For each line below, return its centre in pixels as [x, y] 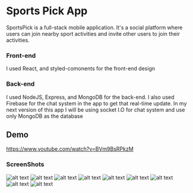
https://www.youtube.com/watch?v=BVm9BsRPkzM [70, 149]
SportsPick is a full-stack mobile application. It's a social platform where [94, 27]
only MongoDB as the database [45, 116]
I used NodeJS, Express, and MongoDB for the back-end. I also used [90, 97]
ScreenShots [25, 164]
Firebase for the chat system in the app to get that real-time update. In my [96, 103]
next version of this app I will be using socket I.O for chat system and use [96, 110]
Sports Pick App [47, 11]
